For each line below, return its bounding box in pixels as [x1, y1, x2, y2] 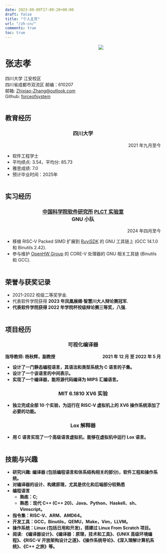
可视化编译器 [67, 341, 99, 348]
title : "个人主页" [5, 16, 41, 21]
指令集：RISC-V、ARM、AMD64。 [12, 512, 84, 518]
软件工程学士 [12, 153, 39, 159]
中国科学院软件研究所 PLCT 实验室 [42, 208, 124, 215]
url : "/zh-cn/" [5, 21, 37, 26]
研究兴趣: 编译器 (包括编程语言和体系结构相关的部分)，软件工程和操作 [12, 469, 154, 475]
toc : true [5, 30, 26, 35]
